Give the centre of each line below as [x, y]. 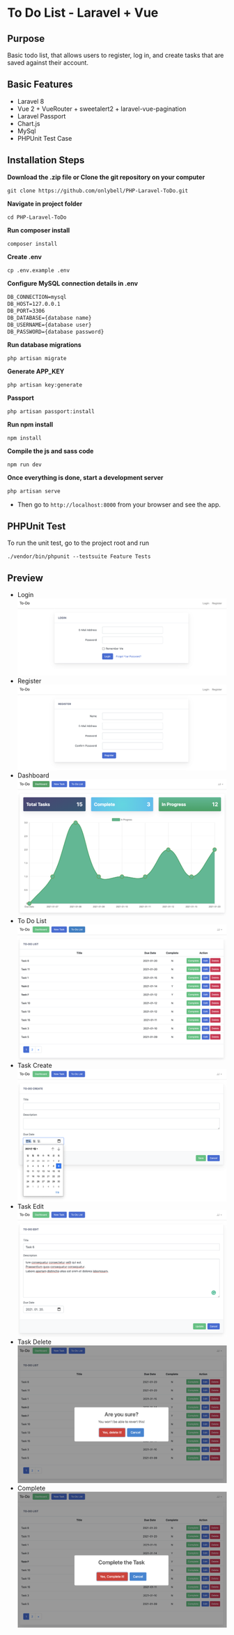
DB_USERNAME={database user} [49, 325]
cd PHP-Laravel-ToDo [37, 217]
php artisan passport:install [51, 411]
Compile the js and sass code [50, 451]
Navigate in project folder [45, 203]
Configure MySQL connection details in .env [72, 283]
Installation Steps [46, 161]
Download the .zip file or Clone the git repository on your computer [106, 177]
